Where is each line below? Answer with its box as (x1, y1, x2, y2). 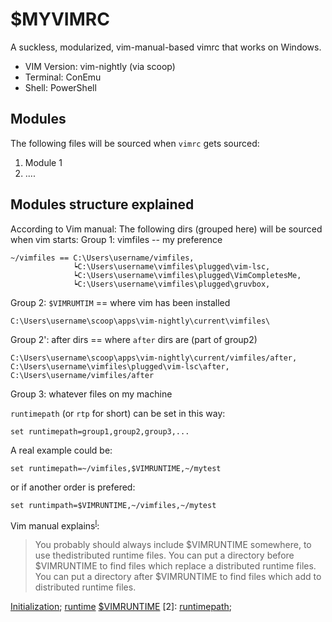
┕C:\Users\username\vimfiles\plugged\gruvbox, (73, 279, 271, 289)
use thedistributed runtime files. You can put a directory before (34, 549, 295, 562)
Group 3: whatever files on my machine (10, 388, 173, 400)
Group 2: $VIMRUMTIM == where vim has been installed (10, 296, 231, 308)
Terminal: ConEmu (24, 71, 102, 83)
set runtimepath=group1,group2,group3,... (10, 426, 190, 437)
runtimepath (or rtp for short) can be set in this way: (10, 407, 226, 419)
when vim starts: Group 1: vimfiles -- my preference (10, 233, 223, 245)
